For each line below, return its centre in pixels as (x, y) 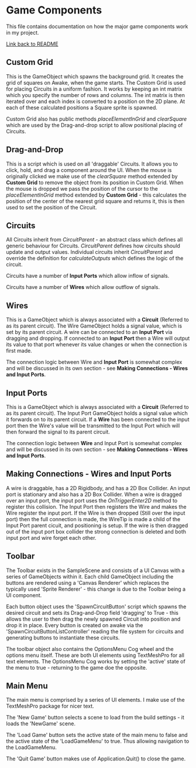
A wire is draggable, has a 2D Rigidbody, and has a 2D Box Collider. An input (98, 488)
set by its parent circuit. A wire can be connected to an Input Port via (89, 332)
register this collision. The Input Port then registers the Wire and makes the (96, 507)
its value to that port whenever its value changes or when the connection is (97, 345)
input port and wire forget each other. (51, 538)
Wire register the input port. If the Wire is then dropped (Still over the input (96, 513)
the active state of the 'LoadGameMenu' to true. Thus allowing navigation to (98, 741)
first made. (19, 351)
